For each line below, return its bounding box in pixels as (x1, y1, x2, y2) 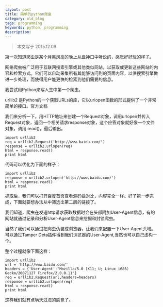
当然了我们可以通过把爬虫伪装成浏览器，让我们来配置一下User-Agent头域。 (5, 226, 156, 231)
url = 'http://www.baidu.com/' (5, 262, 68, 267)
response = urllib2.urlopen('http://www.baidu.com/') (5, 175, 116, 180)
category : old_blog (5, 16, 45, 21)
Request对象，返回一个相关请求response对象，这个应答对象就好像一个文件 (5, 119, 155, 125)
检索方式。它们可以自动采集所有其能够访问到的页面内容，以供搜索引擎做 (13, 70, 158, 76)
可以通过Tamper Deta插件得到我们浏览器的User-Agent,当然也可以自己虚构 (5, 232, 153, 238)
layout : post (5, 7, 32, 12)
